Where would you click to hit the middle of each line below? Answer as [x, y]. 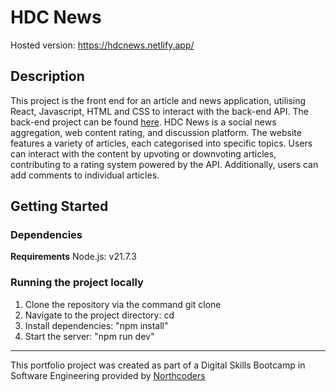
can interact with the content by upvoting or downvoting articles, [143, 153]
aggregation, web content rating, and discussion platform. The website [156, 132]
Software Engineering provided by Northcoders [108, 375]
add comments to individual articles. [85, 175]
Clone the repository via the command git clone [123, 304]
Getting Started [59, 206]
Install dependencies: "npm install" [96, 325]
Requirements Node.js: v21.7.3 [73, 257]
